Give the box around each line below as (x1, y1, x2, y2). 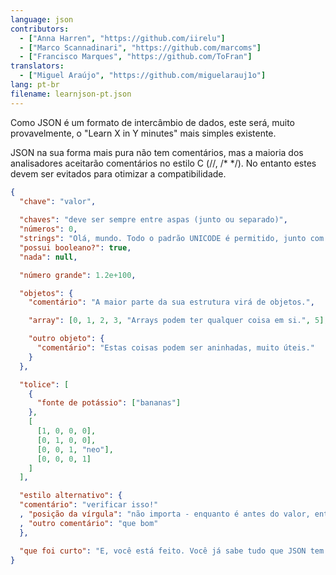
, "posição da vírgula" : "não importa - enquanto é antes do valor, (19, 509, 311, 519)
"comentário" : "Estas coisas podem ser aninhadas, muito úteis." (36, 343, 315, 353)
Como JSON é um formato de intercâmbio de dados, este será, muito (10, 116, 295, 128)
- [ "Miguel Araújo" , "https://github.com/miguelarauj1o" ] (19, 71, 267, 81)
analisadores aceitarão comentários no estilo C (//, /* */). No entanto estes (10, 157, 317, 169)
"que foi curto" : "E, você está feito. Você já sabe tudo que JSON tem (19, 546, 325, 556)
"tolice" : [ (19, 379, 70, 390)
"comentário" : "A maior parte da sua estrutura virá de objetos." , (28, 297, 315, 308)
